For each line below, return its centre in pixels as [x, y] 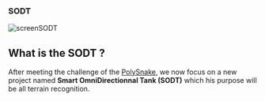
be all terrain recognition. [49, 89]
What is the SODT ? [57, 53]
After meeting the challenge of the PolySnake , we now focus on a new [123, 72]
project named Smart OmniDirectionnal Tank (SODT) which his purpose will [132, 80]
